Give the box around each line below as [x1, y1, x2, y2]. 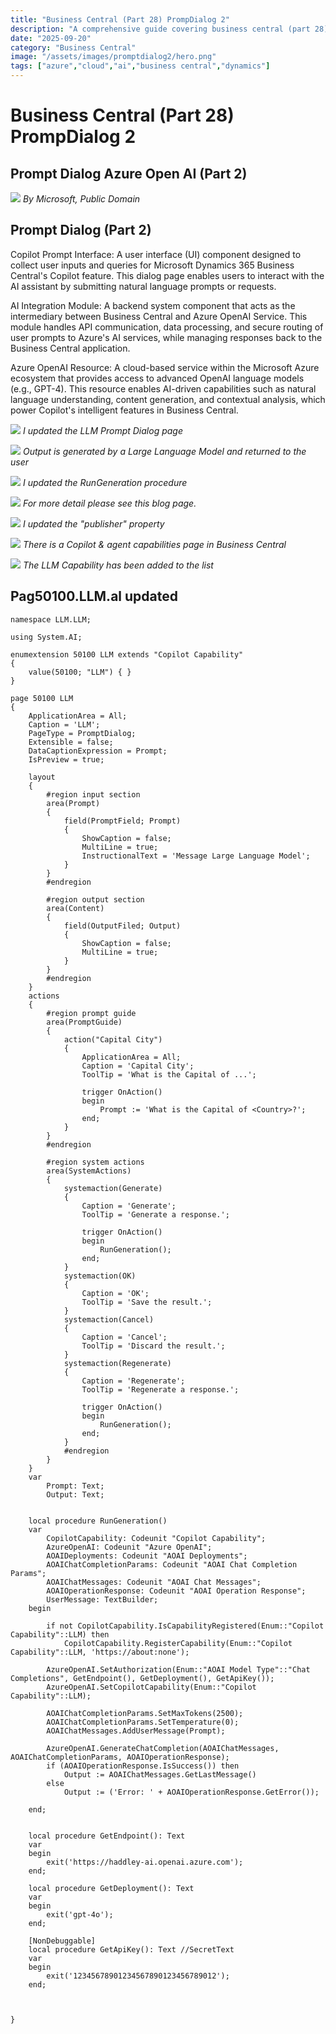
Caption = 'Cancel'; [81, 1332, 168, 1342]
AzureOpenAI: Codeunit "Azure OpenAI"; [46, 1542, 213, 1552]
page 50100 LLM [10, 693, 74, 703]
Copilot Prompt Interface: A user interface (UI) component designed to [10, 248, 302, 260]
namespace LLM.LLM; [10, 614, 92, 625]
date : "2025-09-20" [10, 33, 92, 43]
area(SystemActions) [46, 1166, 132, 1176]
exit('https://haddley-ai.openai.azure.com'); [46, 1857, 244, 1867]
